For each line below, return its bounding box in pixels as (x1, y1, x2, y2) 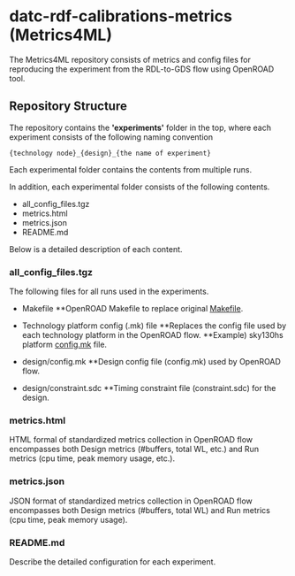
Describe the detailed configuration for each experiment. (9, 556, 216, 567)
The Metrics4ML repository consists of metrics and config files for (9, 54, 252, 65)
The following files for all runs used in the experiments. (9, 286, 209, 297)
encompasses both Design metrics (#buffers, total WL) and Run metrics (9, 504, 271, 515)
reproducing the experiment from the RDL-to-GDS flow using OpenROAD (9, 64, 275, 74)
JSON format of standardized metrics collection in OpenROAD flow (9, 495, 253, 506)
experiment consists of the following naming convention (9, 131, 214, 142)
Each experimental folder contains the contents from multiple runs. (9, 164, 253, 174)
